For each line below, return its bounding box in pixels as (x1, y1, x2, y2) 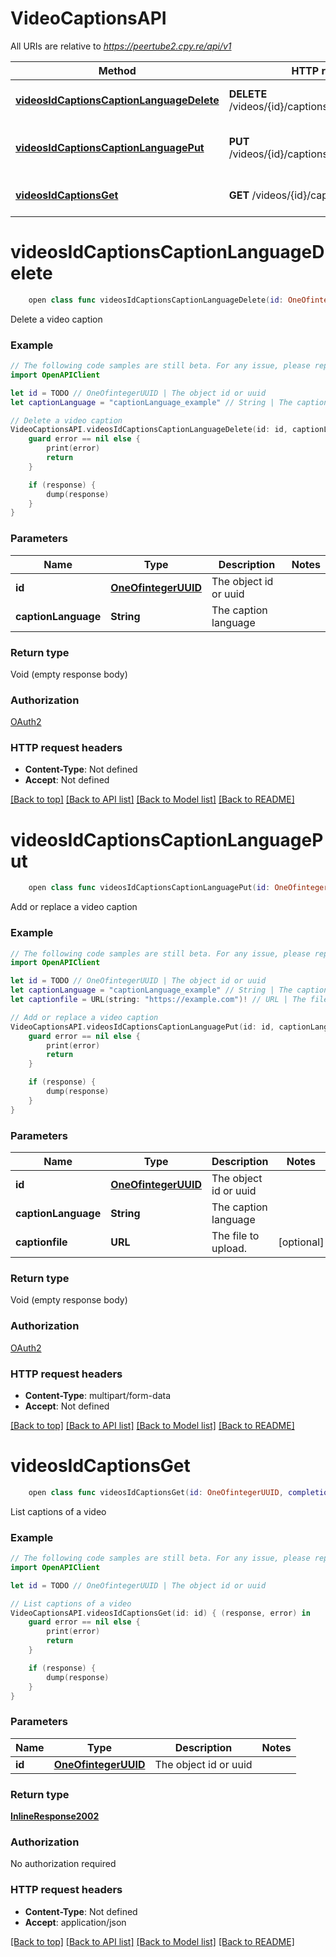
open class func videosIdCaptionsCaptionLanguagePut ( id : (28, 883, 271, 893)
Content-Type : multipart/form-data (24, 1389, 172, 1401)
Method (98, 63, 137, 77)
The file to (211, 1229, 260, 1243)
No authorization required (10, 1858, 117, 1870)
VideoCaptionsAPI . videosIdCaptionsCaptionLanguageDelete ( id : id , (10, 425, 288, 435)
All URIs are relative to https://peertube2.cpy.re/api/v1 (10, 40, 232, 52)
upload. (211, 1242, 247, 1256)
